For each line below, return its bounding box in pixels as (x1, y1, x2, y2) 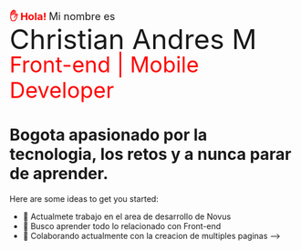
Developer (9, 76, 115, 104)
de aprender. (9, 164, 109, 185)
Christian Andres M (9, 22, 257, 56)
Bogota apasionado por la (9, 125, 208, 145)
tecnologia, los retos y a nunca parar (9, 145, 292, 165)
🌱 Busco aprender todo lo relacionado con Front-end (22, 220, 222, 231)
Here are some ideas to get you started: (9, 193, 160, 204)
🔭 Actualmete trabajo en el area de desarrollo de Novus (22, 211, 232, 222)
